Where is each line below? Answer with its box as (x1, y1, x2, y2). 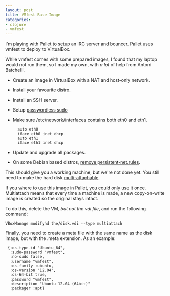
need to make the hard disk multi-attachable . (5, 175, 100, 181)
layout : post (5, 7, 33, 13)
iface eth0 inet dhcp (17, 132, 64, 137)
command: (5, 211, 28, 217)
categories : (5, 17, 31, 22)
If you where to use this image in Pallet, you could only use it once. (5, 184, 146, 191)
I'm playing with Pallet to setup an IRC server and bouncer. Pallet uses (5, 41, 153, 47)
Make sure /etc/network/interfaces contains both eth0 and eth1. (12, 117, 147, 123)
